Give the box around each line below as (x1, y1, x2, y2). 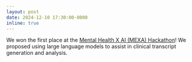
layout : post (6, 8, 39, 15)
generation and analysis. (6, 49, 68, 57)
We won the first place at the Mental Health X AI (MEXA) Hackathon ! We (6, 37, 187, 44)
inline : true (6, 20, 39, 26)
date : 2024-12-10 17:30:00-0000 (6, 14, 88, 20)
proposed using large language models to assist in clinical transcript (6, 43, 177, 50)
